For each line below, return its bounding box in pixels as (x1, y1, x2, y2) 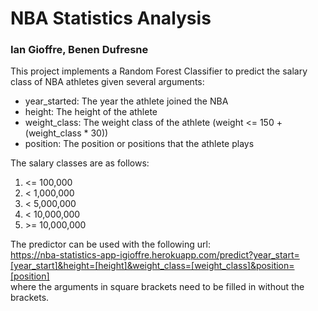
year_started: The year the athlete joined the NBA (24, 95, 229, 107)
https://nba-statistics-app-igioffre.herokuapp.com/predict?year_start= (10, 249, 300, 261)
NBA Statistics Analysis (10, 7, 212, 30)
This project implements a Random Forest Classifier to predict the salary (10, 65, 308, 77)
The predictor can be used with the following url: (10, 238, 211, 251)
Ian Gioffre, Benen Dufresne (10, 43, 149, 57)
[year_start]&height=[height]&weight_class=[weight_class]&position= (10, 260, 295, 272)
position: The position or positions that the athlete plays (24, 138, 255, 150)
